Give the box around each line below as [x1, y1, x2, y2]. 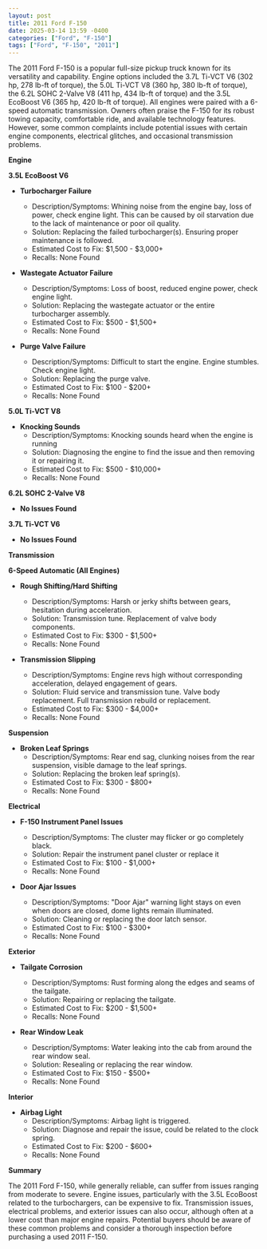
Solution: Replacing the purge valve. [31, 374, 151, 384]
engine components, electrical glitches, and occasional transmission [8, 131, 234, 141]
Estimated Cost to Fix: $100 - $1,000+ [31, 858, 156, 868]
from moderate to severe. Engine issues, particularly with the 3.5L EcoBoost [8, 1190, 257, 1199]
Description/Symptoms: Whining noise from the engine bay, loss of [31, 201, 253, 212]
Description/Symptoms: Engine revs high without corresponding [31, 670, 243, 680]
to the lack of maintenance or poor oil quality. [31, 219, 181, 229]
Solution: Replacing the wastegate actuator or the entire [31, 300, 215, 310]
